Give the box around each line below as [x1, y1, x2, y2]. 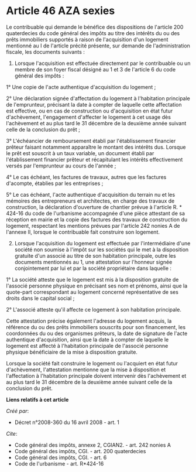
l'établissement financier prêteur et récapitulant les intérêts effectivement [6, 156, 183, 163]
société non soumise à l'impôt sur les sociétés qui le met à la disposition [14, 246, 189, 253]
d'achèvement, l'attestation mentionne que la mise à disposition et [6, 366, 166, 373]
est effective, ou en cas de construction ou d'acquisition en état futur [6, 107, 173, 114]
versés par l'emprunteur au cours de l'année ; [6, 162, 116, 169]
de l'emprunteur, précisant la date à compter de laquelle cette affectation [6, 101, 183, 108]
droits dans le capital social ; [6, 295, 75, 302]
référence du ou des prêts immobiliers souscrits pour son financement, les [6, 323, 186, 330]
